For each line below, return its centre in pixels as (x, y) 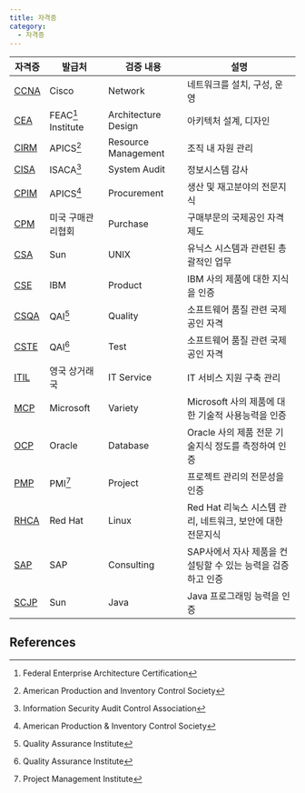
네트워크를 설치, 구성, (230, 85)
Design (123, 126)
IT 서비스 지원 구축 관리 (234, 377)
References (43, 642)
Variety (123, 407)
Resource (129, 142)
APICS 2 (65, 147)
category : (28, 26)
